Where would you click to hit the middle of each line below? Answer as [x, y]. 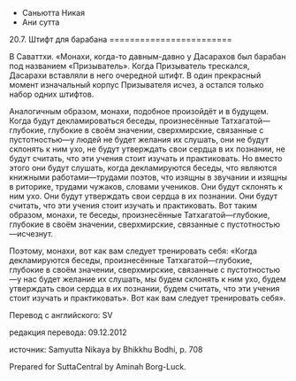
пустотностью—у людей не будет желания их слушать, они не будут [139, 140]
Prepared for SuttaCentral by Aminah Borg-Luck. [98, 366]
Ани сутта [41, 22]
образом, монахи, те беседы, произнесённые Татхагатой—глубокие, [140, 215]
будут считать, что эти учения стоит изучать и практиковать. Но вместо [146, 158]
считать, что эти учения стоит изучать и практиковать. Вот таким [133, 206]
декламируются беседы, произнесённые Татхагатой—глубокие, [131, 260]
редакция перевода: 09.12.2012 [68, 332]
